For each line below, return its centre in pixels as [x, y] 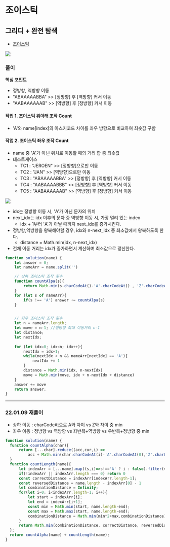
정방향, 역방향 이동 [31, 91]
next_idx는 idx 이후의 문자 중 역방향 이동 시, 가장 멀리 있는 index [76, 217]
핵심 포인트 [16, 80]
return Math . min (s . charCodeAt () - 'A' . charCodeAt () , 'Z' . [85, 286]
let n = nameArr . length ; [40, 323]
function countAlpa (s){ [39, 281]
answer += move [30, 384]
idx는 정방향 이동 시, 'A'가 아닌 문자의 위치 [54, 211]
